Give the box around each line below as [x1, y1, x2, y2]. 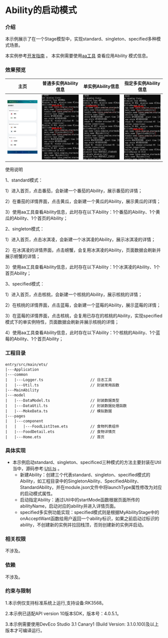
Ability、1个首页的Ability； [13, 215, 68, 221]
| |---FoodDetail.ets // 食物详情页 [5, 429, 116, 434]
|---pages [5, 413, 26, 418]
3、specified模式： [5, 281, 45, 287]
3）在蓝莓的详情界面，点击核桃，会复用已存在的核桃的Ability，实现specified [5, 313, 162, 319]
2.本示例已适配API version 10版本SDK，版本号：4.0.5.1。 [5, 610, 121, 616]
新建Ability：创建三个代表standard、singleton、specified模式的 [19, 471, 151, 477]
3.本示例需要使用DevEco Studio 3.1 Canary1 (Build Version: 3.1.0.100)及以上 [5, 621, 159, 627]
